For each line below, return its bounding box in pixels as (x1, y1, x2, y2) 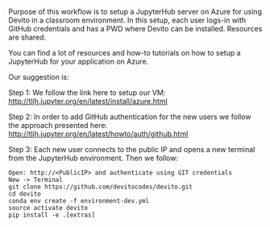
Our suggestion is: (8, 72, 69, 81)
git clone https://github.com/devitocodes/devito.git (8, 183, 193, 191)
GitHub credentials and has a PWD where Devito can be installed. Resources (8, 24, 263, 33)
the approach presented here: (8, 121, 107, 130)
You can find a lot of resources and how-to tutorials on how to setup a (8, 48, 241, 57)
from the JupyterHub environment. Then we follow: (8, 153, 179, 163)
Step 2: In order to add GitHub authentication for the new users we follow (8, 112, 251, 122)
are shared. (8, 32, 47, 42)
